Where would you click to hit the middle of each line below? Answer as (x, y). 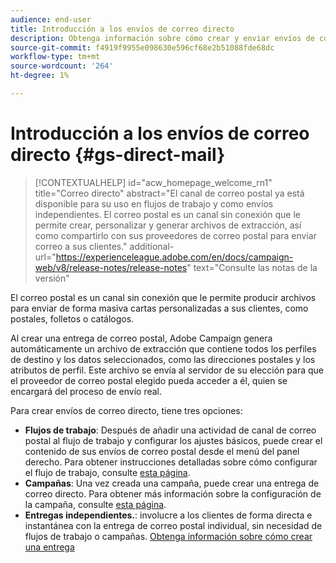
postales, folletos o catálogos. (72, 318)
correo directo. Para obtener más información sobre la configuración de (173, 493)
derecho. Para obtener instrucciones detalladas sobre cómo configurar (171, 462)
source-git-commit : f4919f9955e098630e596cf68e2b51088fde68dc (142, 47)
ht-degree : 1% (40, 76)
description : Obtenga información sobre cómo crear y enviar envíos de (162, 38)
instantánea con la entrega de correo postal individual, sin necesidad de (173, 525)
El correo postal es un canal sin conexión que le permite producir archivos (163, 297)
